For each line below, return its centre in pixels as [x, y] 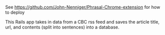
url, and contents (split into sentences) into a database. [62, 27]
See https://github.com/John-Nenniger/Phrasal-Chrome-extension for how [83, 7]
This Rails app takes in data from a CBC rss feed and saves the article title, [82, 22]
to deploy [15, 12]
